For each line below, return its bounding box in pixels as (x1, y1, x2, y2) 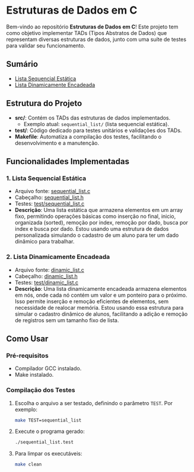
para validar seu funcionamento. (6, 42, 85, 49)
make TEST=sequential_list (14, 417, 82, 423)
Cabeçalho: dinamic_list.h (14, 272, 78, 280)
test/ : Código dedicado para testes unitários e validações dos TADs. (14, 127, 182, 134)
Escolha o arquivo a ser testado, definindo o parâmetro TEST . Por (14, 399, 173, 406)
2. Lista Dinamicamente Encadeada (6, 253, 110, 261)
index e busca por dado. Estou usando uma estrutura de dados (14, 226, 169, 233)
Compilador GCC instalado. (14, 365, 82, 372)
